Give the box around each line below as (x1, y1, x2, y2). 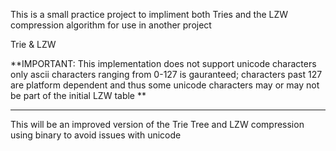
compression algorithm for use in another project (10, 19, 212, 31)
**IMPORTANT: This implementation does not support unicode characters (10, 58, 317, 69)
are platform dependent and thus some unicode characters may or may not (10, 79, 320, 91)
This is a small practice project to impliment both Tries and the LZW (10, 9, 289, 20)
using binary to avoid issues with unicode (10, 129, 182, 141)
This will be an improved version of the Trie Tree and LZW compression (10, 119, 305, 130)
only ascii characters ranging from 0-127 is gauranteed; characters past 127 (10, 69, 323, 80)
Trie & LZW (10, 39, 57, 50)
